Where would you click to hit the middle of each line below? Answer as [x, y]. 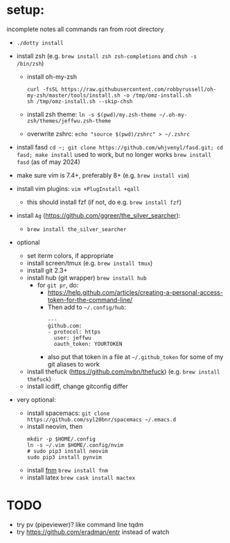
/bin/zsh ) [30, 63]
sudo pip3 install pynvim [64, 457]
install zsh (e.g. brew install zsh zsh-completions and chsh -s [106, 56]
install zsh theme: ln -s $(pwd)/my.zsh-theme [91, 114]
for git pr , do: [58, 285]
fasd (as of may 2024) [48, 162]
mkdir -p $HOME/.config [61, 439]
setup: [26, 10]
